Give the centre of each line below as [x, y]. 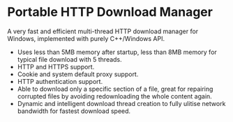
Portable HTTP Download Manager [110, 12]
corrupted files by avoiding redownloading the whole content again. [115, 96]
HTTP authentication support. [60, 81]
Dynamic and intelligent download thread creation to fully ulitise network [121, 103]
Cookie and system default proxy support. [78, 74]
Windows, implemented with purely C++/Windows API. [86, 38]
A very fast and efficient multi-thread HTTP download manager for [103, 31]
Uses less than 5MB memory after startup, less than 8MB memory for [117, 52]
